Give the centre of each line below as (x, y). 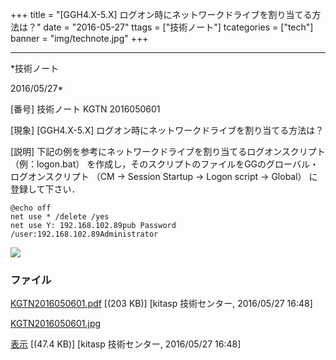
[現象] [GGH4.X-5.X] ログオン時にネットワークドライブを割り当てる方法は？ (167, 130)
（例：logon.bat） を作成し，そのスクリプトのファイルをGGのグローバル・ (164, 164)
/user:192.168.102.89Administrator (84, 234)
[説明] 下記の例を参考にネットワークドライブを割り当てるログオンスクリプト (168, 151)
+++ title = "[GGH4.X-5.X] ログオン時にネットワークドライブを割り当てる (161, 14)
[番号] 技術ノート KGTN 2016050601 (85, 109)
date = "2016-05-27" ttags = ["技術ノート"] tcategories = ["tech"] (178, 27)
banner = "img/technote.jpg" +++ (79, 38)
